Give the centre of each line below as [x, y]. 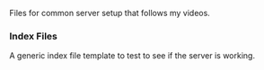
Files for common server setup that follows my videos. [110, 13]
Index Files [34, 36]
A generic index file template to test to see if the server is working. [132, 56]
